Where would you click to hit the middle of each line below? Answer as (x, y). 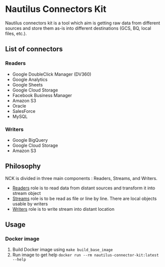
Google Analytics (30, 79)
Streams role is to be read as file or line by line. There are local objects (84, 198)
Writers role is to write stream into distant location (63, 209)
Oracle (19, 106)
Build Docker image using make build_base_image (63, 250)
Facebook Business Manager (42, 95)
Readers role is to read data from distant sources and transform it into (84, 188)
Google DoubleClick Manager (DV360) (52, 74)
